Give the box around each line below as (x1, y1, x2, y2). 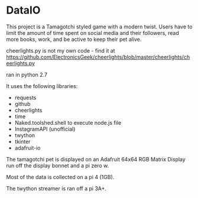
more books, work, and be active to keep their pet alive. (6, 35, 142, 43)
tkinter (14, 138, 31, 145)
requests (14, 94, 37, 101)
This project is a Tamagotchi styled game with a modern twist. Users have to (6, 23, 193, 30)
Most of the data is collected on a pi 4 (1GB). (6, 173, 115, 180)
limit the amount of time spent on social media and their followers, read (6, 29, 179, 36)
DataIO (6, 4, 41, 17)
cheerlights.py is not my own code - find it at (6, 47, 115, 54)
